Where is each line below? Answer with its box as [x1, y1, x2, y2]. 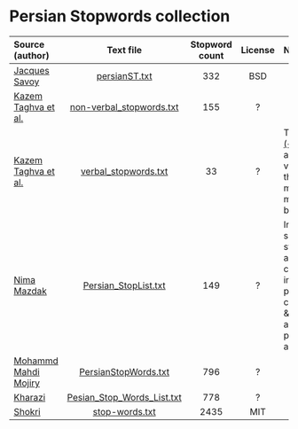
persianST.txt [96, 69, 153, 82]
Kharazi [13, 391, 46, 403]
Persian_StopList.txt [82, 279, 166, 292]
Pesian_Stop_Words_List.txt [67, 391, 182, 403]
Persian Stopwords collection [9, 6, 231, 27]
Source [13, 38, 45, 51]
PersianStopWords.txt [79, 365, 170, 378]
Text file [106, 43, 142, 56]
